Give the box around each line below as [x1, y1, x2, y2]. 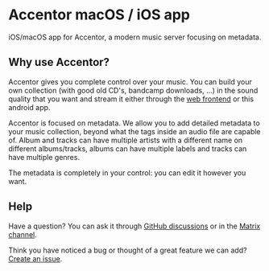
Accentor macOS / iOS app [8, 6, 191, 24]
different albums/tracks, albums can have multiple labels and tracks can [8, 143, 247, 154]
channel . [8, 229, 38, 239]
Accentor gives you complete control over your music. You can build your [8, 76, 252, 86]
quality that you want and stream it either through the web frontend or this [8, 94, 255, 104]
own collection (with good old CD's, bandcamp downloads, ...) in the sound [8, 85, 259, 95]
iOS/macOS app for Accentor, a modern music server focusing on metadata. [8, 32, 262, 42]
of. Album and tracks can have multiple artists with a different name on [8, 135, 243, 145]
